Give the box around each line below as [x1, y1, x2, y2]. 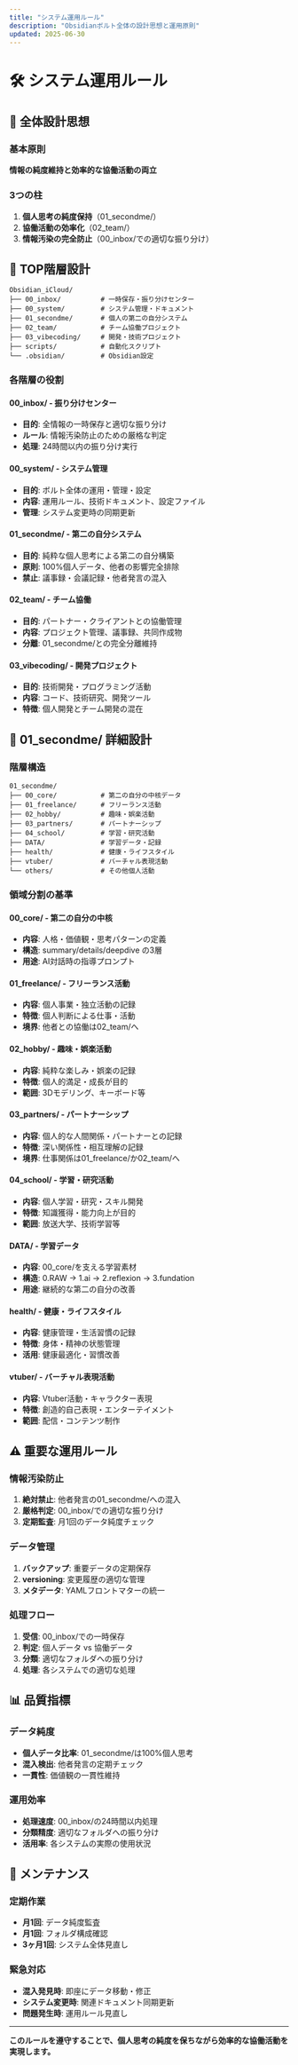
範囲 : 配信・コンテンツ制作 [21, 1415, 121, 1426]
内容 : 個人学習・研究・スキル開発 [21, 1196, 144, 1207]
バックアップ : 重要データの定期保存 [21, 1563, 152, 1573]
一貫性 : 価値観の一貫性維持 [21, 1769, 121, 1780]
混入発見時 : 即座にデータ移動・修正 [21, 1985, 152, 1996]
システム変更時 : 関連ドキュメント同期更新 [21, 1997, 175, 2007]
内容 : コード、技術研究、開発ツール [21, 692, 152, 703]
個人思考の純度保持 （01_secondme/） [21, 210, 161, 222]
